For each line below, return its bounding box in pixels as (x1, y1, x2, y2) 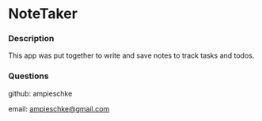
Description (8, 33, 55, 44)
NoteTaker (8, 5, 78, 23)
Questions (8, 70, 49, 81)
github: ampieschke (8, 89, 73, 98)
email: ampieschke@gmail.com (8, 104, 110, 113)
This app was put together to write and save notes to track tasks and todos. (8, 51, 255, 60)
